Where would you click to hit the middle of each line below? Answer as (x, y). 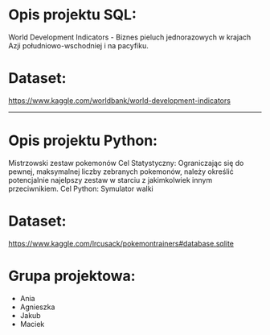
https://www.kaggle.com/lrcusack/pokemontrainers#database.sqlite (121, 243)
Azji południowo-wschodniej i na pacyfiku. (78, 45)
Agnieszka (37, 307)
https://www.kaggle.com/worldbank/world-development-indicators (120, 100)
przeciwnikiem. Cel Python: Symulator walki (81, 188)
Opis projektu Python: (83, 141)
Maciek (32, 324)
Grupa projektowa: (72, 276)
